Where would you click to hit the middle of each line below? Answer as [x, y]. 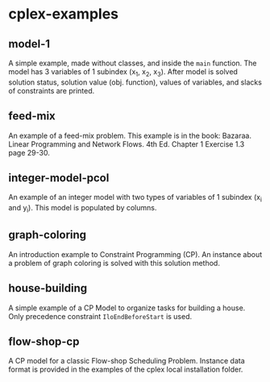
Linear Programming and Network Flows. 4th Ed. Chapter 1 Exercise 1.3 [127, 144]
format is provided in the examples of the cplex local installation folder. [126, 370]
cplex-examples [64, 14]
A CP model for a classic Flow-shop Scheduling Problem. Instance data [127, 361]
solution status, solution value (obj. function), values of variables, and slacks [135, 82]
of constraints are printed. [52, 90]
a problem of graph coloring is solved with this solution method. [114, 263]
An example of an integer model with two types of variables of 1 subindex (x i [135, 198]
